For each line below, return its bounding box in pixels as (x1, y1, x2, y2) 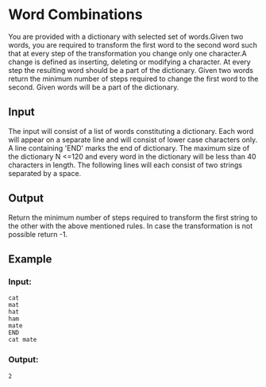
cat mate (8, 335, 37, 344)
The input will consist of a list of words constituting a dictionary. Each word (8, 126, 254, 136)
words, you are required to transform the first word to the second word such (8, 40, 258, 49)
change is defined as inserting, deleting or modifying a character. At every (8, 57, 252, 67)
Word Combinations (8, 6, 143, 24)
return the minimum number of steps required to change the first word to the (8, 74, 259, 83)
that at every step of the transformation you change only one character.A (8, 48, 248, 58)
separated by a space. (8, 168, 82, 178)
